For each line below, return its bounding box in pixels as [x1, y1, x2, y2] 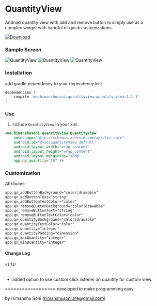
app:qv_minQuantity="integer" [5, 240, 66, 245]
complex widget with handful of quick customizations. [5, 24, 113, 30]
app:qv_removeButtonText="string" [5, 208, 75, 213]
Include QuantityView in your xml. [12, 122, 79, 127]
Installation [5, 70, 32, 76]
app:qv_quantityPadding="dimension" [5, 231, 79, 235]
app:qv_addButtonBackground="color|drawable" [5, 190, 98, 195]
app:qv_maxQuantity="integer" [5, 235, 66, 240]
